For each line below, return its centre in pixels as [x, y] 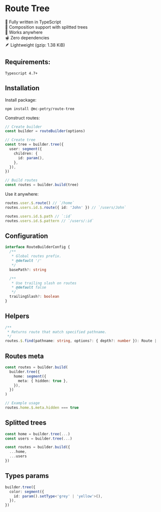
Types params [27, 476]
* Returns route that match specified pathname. [57, 332]
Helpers [17, 316]
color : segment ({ [27, 492]
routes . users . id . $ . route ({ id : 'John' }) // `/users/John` [66, 207]
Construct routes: [22, 118]
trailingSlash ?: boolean [34, 297]
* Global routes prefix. [37, 256]
